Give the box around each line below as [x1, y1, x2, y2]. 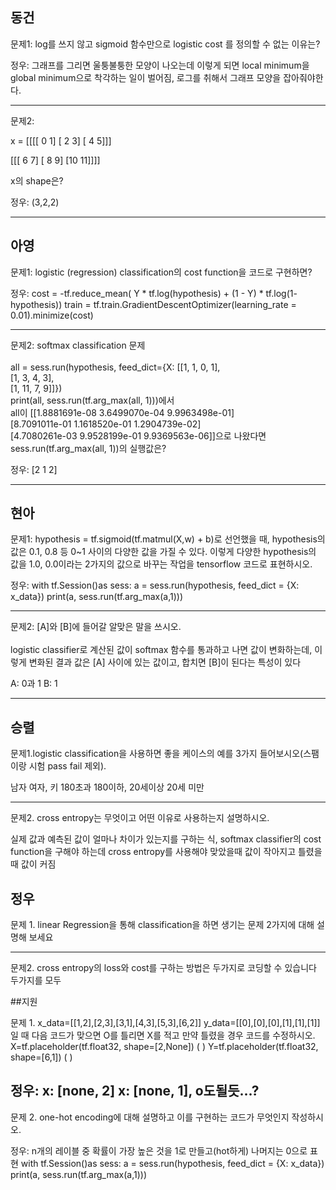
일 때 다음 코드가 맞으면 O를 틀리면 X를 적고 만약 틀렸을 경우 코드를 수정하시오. [10, 1029, 316, 1042]
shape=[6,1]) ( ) [10, 1051, 73, 1063]
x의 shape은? [10, 174, 64, 187]
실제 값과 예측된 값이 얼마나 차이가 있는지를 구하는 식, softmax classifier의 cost [10, 833, 322, 845]
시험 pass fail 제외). [28, 760, 107, 772]
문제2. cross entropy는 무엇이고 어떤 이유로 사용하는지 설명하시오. [10, 812, 270, 824]
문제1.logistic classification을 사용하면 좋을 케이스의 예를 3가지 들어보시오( [10, 748, 304, 760]
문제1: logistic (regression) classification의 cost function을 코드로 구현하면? [10, 266, 313, 278]
